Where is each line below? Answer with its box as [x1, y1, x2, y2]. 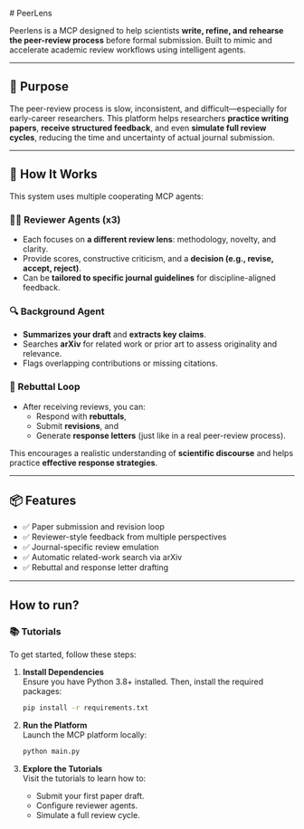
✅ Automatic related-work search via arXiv [22, 552, 183, 563]
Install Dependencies [22, 667, 104, 678]
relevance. [22, 348, 62, 359]
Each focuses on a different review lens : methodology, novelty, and [22, 233, 277, 244]
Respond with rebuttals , [35, 411, 127, 422]
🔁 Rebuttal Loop [9, 380, 81, 393]
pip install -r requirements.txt [22, 703, 149, 713]
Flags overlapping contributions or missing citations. [22, 357, 219, 369]
